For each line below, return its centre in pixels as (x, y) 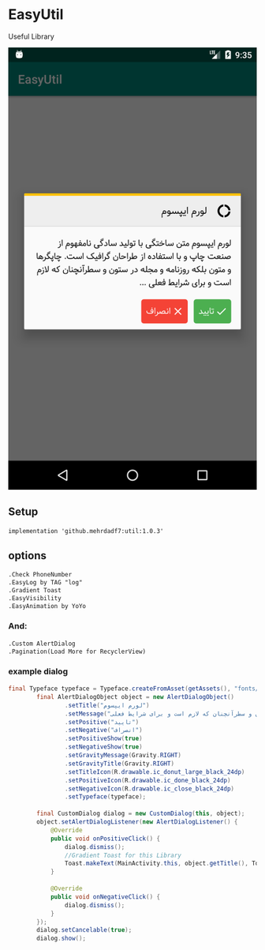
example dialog (38, 671)
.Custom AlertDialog (42, 644)
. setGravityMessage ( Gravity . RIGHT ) (123, 756)
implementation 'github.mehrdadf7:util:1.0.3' (86, 531)
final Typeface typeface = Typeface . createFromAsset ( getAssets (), (119, 689)
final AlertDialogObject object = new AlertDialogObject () (136, 697)
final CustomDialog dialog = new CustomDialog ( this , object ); (141, 814)
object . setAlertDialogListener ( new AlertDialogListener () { (137, 822)
